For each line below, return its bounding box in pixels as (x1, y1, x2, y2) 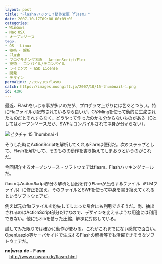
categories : (5, 20, 29, 26)
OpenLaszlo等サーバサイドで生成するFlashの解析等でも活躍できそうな (5, 232, 146, 238)
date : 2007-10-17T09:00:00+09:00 (5, 16, 73, 21)
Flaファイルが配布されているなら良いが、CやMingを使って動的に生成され (9, 109, 156, 115)
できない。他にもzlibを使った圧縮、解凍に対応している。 (5, 216, 119, 222)
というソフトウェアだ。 (5, 193, 52, 199)
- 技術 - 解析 (5, 48, 31, 53)
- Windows (5, 25, 25, 30)
